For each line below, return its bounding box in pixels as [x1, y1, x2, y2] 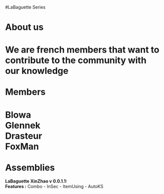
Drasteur [5, 130, 42, 141]
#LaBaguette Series [5, 4, 46, 10]
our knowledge [5, 65, 69, 76]
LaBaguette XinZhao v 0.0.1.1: [5, 178, 68, 184]
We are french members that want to [5, 44, 160, 56]
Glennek [5, 120, 41, 131]
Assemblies [5, 162, 55, 173]
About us [5, 22, 44, 33]
